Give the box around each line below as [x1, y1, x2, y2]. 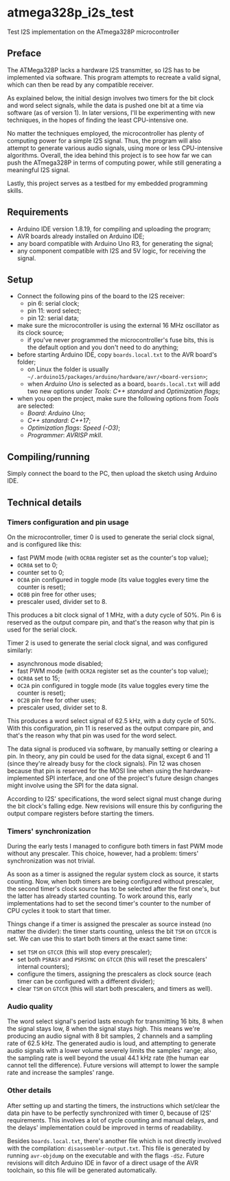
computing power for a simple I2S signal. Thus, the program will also [7, 136, 201, 145]
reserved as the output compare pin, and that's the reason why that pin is [7, 618, 215, 626]
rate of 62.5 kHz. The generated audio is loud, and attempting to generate [7, 1039, 216, 1047]
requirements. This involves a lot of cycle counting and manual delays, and [7, 1116, 218, 1124]
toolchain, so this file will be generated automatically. [7, 1166, 157, 1174]
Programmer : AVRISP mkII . [27, 431, 103, 439]
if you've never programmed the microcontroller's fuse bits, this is [27, 336, 214, 344]
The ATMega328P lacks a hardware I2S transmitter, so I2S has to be [7, 65, 200, 74]
